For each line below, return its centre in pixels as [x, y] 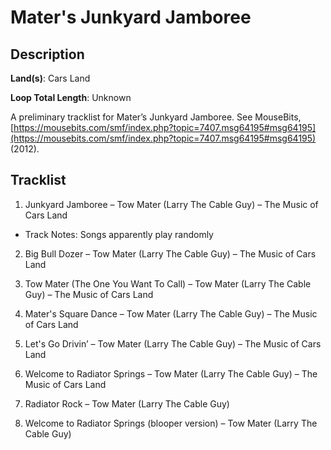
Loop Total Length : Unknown [71, 97]
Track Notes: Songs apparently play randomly [119, 234]
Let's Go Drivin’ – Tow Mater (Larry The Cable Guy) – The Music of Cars [173, 343]
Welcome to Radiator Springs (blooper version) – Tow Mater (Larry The [171, 423]
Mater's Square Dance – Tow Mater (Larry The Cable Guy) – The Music [171, 313]
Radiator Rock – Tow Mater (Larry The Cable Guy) [127, 403]
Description [47, 54]
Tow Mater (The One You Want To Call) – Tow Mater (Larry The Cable [168, 283]
